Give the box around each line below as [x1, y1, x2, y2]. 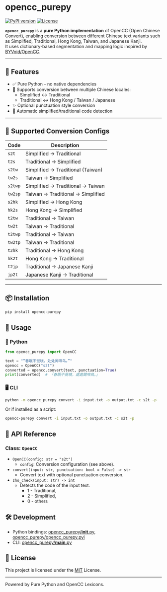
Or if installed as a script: [5, 406, 56, 412]
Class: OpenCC [5, 444, 38, 451]
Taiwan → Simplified [25, 174, 73, 181]
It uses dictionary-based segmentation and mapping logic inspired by [5, 43, 148, 49]
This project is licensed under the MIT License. [5, 567, 101, 573]
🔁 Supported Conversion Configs [5, 127, 110, 136]
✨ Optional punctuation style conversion [12, 102, 95, 108]
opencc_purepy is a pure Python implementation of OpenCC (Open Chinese [5, 27, 160, 33]
